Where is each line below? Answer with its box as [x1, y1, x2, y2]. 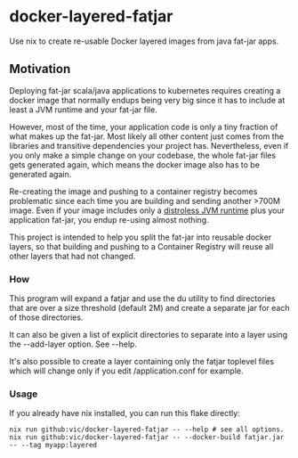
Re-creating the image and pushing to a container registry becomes [9, 185, 258, 197]
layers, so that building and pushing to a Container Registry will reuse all [9, 241, 274, 251]
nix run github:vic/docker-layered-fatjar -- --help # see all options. [9, 425, 285, 434]
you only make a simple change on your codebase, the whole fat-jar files [9, 150, 277, 160]
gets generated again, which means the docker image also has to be [9, 159, 261, 170]
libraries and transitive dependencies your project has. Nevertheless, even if [9, 140, 289, 151]
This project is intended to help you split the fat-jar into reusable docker [9, 232, 272, 242]
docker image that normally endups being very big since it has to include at [9, 94, 286, 105]
